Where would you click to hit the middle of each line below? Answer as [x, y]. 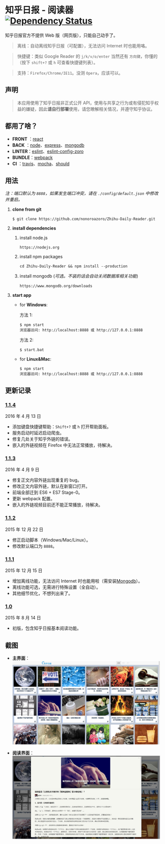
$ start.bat [32, 350]
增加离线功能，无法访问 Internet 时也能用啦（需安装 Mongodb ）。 [77, 581]
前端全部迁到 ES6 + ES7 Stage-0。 [47, 492]
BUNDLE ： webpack [32, 157]
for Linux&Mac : [35, 359]
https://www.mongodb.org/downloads [56, 286]
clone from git [27, 209]
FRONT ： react [27, 139]
